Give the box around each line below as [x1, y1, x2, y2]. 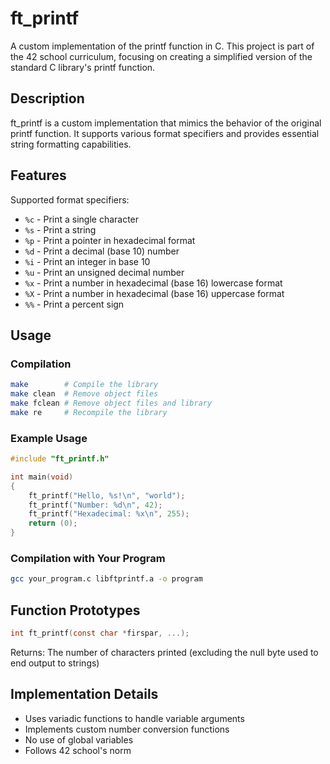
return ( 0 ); [28, 518, 78, 529]
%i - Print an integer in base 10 [24, 255, 151, 267]
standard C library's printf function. [10, 61, 156, 73]
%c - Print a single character [24, 213, 140, 225]
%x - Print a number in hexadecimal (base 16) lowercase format [24, 277, 283, 289]
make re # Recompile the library [10, 407, 168, 417]
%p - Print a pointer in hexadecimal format [24, 234, 196, 246]
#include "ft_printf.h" [10, 454, 110, 464]
